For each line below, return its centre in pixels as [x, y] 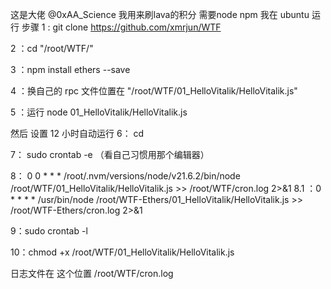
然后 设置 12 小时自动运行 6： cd [77, 133]
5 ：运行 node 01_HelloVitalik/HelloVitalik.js [99, 112]
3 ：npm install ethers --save [70, 69]
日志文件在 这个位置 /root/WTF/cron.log [92, 273]
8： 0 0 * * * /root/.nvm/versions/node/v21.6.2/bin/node [125, 176]
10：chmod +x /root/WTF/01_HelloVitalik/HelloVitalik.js [122, 252]
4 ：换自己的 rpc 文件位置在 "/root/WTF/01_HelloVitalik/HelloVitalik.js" [154, 91]
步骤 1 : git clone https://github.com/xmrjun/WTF [121, 27]
